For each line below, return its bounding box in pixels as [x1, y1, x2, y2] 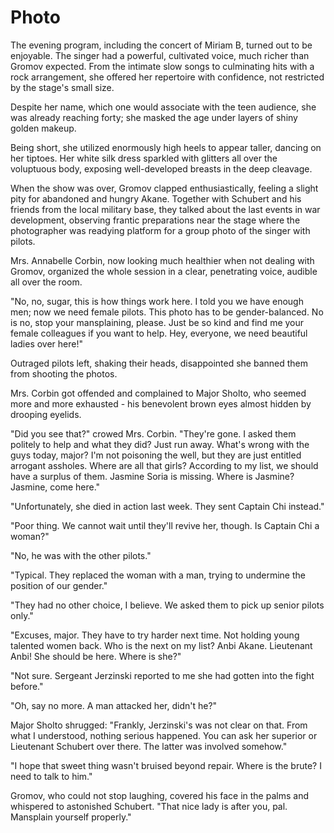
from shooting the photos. [10, 367, 118, 380]
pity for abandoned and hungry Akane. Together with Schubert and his [10, 192, 302, 205]
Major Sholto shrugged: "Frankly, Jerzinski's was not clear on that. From [10, 719, 308, 731]
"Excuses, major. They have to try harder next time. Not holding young [10, 629, 300, 641]
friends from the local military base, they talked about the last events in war [10, 203, 321, 215]
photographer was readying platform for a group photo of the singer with [10, 224, 311, 236]
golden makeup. [10, 122, 77, 134]
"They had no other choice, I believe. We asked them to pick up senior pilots [10, 599, 325, 611]
